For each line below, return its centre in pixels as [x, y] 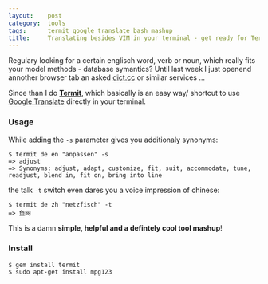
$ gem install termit [44, 265]
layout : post [35, 16]
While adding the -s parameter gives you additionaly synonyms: [113, 140]
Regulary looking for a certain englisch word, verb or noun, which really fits [132, 61]
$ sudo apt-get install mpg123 [60, 272]
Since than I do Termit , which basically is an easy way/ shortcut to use [124, 93]
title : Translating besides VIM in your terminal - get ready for [128, 38]
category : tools [37, 23]
